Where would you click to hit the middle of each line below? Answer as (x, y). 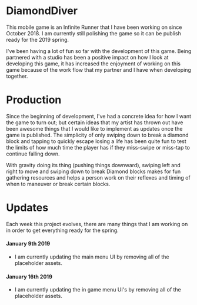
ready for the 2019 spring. (38, 39)
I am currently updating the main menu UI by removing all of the (92, 257)
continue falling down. (33, 154)
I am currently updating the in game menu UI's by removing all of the (98, 290)
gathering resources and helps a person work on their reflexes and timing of (98, 177)
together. (17, 76)
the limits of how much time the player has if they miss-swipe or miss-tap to (98, 147)
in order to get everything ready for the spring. (62, 230)
